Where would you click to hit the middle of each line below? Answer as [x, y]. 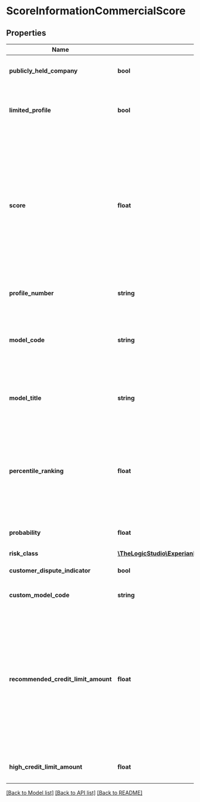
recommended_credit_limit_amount [60, 679]
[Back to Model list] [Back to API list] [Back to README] [74, 793]
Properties [26, 33]
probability [25, 532]
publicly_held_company [43, 71]
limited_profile [30, 110]
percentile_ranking [37, 471]
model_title [25, 398]
